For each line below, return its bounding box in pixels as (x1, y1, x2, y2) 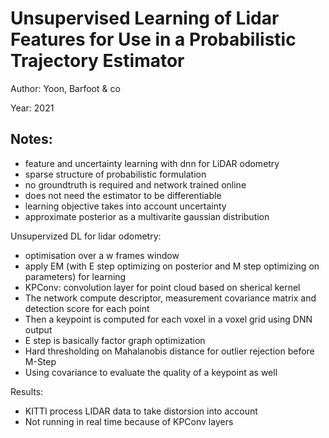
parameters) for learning (24, 270, 127, 282)
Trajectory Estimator (10, 50, 185, 72)
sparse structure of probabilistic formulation (24, 168, 207, 180)
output (24, 323, 53, 336)
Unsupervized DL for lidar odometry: (10, 230, 162, 242)
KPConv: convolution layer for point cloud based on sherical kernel (24, 281, 301, 293)
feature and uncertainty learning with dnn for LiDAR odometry (24, 157, 280, 169)
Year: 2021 (10, 102, 55, 114)
